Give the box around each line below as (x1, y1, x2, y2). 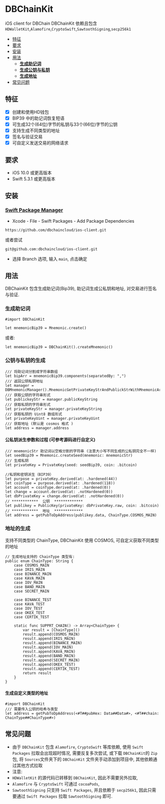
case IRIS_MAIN (14, 567, 45, 572)
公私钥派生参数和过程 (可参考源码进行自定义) (5, 436, 96, 442)
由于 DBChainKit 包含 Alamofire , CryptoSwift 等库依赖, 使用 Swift (12, 744, 144, 750)
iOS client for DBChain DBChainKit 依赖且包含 (5, 20, 97, 26)
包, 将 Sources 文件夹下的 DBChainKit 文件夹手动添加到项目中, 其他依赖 (12, 756, 153, 762)
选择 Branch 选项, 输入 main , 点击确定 (12, 256, 87, 262)
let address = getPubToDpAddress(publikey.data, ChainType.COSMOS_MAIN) (5, 513, 157, 518)
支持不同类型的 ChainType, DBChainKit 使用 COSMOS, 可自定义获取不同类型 (5, 537, 159, 543)
